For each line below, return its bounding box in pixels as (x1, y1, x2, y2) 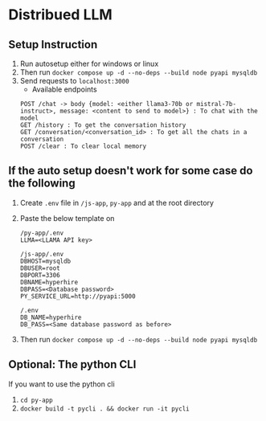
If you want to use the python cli (8, 379, 115, 389)
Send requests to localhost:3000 (19, 76, 130, 85)
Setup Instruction (8, 38, 98, 51)
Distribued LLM (8, 6, 113, 24)
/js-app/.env (19, 250, 64, 258)
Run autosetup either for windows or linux (19, 59, 159, 68)
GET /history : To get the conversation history (19, 121, 186, 129)
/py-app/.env (19, 229, 64, 237)
